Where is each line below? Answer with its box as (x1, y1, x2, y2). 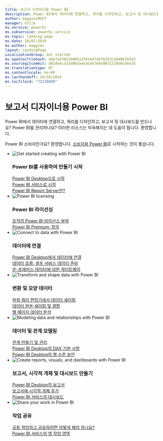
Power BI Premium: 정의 (12, 224, 60, 230)
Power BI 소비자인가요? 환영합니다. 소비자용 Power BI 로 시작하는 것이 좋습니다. (5, 141, 155, 147)
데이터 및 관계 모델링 (12, 328, 57, 334)
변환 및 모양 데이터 (12, 285, 52, 292)
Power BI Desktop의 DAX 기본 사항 (12, 346, 80, 351)
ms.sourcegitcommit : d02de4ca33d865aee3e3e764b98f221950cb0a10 (5, 61, 136, 66)
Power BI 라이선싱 (12, 206, 53, 213)
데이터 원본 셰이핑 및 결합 (12, 303, 61, 309)
